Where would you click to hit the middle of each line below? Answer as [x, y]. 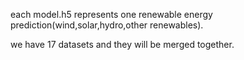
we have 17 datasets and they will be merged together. [122, 44]
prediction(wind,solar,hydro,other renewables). [107, 25]
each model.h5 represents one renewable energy [111, 14]
